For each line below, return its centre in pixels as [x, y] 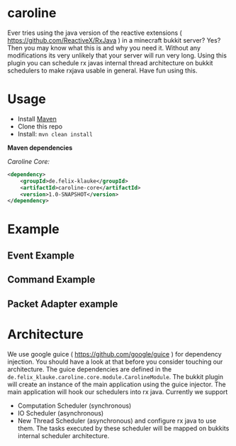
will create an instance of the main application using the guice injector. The [117, 384]
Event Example [41, 255]
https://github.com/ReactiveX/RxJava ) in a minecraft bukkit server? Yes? [114, 40]
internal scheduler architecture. [63, 435]
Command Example [51, 279]
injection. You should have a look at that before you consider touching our [115, 361]
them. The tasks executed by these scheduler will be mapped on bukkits [123, 428]
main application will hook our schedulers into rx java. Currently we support [118, 391]
